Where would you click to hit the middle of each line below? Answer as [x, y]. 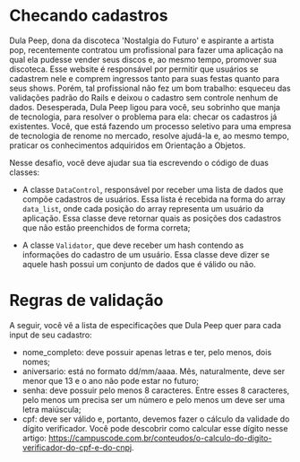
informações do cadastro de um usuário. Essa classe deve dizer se [146, 254]
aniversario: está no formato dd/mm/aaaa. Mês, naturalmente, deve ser [154, 371]
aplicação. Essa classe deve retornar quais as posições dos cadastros [152, 218]
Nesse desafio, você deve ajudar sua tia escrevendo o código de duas [139, 162]
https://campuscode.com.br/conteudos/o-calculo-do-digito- [160, 438]
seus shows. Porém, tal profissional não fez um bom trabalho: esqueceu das [150, 88]
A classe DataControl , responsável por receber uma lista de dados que [153, 189]
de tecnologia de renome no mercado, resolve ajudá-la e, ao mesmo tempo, [149, 135]
